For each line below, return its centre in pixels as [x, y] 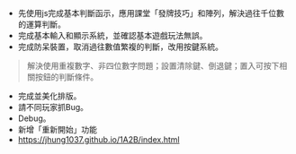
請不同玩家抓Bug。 [53, 107]
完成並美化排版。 [49, 96]
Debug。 [34, 118]
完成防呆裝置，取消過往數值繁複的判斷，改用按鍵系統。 [120, 47]
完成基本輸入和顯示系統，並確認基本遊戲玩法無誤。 [112, 35]
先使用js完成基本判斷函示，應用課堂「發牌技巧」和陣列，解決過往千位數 [151, 13]
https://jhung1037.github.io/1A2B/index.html [99, 140]
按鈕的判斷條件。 [67, 77]
